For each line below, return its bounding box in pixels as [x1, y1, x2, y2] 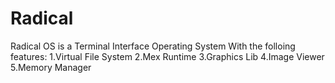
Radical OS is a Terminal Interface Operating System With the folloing [10, 40, 296, 52]
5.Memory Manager [10, 61, 92, 73]
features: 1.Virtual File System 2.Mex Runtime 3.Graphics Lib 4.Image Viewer [10, 50, 325, 62]
